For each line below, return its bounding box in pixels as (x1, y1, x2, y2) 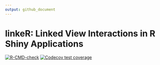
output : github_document (5, 7, 56, 12)
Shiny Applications (5, 38, 84, 49)
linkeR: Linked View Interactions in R (5, 28, 156, 39)
